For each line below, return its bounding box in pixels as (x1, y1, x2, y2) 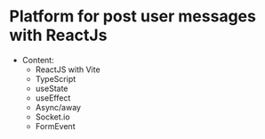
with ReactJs (9, 25, 108, 45)
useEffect (35, 92, 71, 103)
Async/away (35, 102, 82, 112)
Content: (21, 54, 55, 65)
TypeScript (35, 73, 76, 84)
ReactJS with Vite (35, 64, 100, 75)
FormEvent (35, 120, 76, 131)
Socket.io (35, 111, 70, 122)
